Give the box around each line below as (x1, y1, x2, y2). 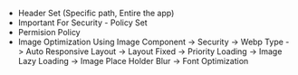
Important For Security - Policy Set (17, 17, 148, 28)
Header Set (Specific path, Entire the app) (17, 8, 175, 18)
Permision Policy (17, 27, 81, 37)
